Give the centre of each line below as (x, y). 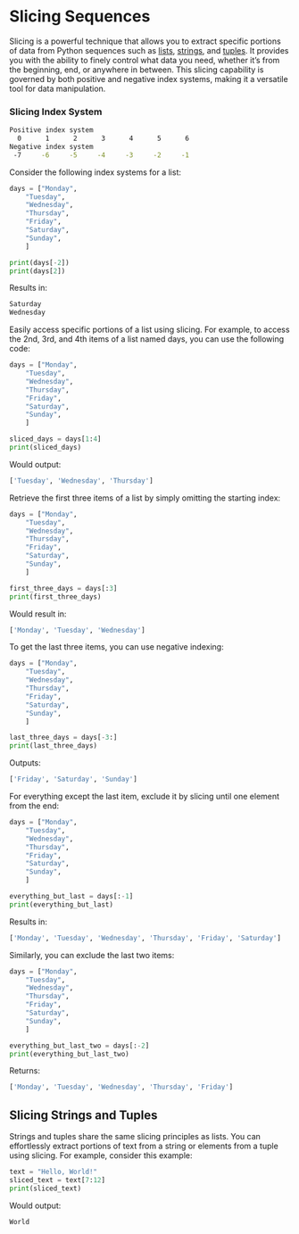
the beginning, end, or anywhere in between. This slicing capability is (137, 70)
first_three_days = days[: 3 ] (63, 588)
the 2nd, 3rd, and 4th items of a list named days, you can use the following (147, 339)
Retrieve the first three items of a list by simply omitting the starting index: (145, 498)
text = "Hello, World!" (54, 1172)
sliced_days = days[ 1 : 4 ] (55, 439)
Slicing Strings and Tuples (83, 1115)
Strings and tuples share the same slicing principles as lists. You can (135, 1137)
